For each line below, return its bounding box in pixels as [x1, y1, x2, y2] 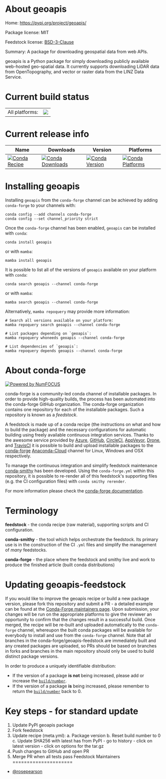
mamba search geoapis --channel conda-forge [5, 299, 98, 305]
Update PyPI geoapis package [12, 722, 74, 728]
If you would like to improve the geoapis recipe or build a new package [5, 595, 149, 601]
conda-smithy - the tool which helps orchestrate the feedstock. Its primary [5, 536, 159, 542]
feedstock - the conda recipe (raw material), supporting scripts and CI [5, 521, 149, 528]
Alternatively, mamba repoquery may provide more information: [5, 308, 130, 314]
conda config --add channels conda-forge [5, 212, 92, 217]
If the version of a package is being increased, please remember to [12, 683, 149, 689]
